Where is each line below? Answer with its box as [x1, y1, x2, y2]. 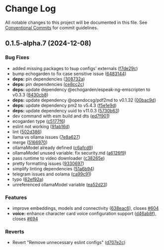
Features [5, 194, 27, 201]
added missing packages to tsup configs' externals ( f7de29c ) [12, 65, 138, 71]
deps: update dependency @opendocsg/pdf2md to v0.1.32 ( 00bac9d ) [12, 97, 157, 103]
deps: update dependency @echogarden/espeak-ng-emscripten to [12, 86, 151, 92]
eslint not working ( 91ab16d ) [12, 123, 70, 129]
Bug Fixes [5, 54, 30, 61]
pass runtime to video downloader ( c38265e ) [12, 155, 105, 161]
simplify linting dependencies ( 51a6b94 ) [12, 166, 95, 171]
